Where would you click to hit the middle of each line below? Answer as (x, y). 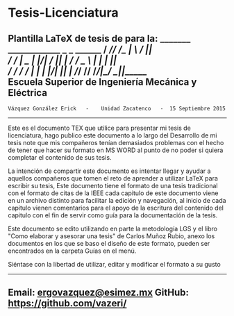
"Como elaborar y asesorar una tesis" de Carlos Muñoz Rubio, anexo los (111, 236)
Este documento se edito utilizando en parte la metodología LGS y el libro (113, 228)
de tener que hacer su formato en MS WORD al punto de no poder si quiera (116, 150)
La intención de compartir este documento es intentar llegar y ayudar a (109, 171)
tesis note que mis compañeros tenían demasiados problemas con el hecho (116, 143)
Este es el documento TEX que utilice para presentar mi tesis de (100, 128)
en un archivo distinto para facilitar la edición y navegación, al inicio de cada (117, 200)
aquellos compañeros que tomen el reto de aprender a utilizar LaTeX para (113, 178)
